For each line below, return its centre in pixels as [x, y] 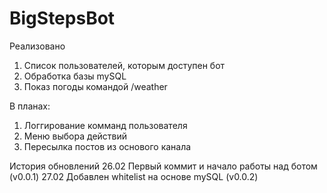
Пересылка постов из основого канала [107, 146]
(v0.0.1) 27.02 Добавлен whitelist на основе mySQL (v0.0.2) [134, 176]
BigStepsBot [62, 18]
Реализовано [37, 46]
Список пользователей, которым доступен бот [124, 65]
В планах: [30, 106]
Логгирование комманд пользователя [105, 125]
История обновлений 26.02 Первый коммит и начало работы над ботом [163, 166]
